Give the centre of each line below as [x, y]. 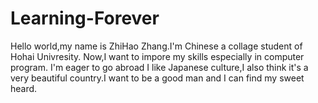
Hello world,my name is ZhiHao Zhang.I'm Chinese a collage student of [156, 46]
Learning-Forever [85, 18]
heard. [24, 88]
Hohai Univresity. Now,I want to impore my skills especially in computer [157, 56]
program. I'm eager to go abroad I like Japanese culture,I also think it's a [159, 67]
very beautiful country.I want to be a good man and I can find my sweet [157, 78]
